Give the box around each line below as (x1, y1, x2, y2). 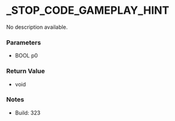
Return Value (6, 67, 45, 75)
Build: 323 (14, 109, 41, 116)
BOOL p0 (14, 52, 38, 59)
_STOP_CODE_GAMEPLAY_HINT (6, 4, 170, 17)
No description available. (6, 23, 68, 31)
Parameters (6, 38, 41, 47)
